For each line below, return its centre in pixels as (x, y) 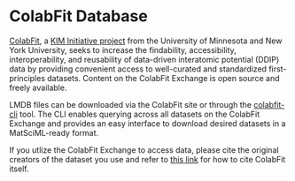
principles (27, 78)
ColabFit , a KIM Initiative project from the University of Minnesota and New (146, 41)
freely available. (38, 87)
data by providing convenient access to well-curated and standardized (138, 69)
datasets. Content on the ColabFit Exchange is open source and (164, 78)
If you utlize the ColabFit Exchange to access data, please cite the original (144, 150)
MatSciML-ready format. (54, 132)
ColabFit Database (78, 16)
